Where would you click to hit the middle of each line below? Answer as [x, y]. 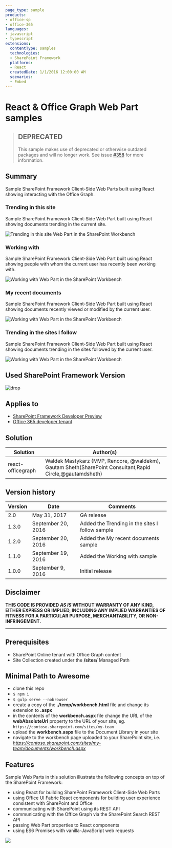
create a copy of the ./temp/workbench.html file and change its [81, 705]
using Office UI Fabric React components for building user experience [86, 798]
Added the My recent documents [120, 538]
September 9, [49, 568]
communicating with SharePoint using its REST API [66, 809]
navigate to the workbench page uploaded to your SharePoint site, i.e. [86, 738]
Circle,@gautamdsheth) [74, 474]
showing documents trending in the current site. [56, 224]
